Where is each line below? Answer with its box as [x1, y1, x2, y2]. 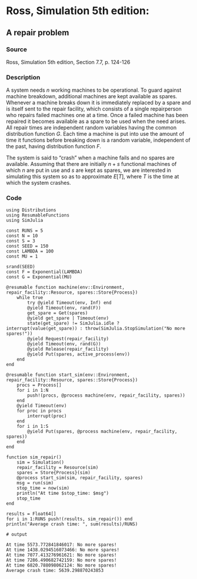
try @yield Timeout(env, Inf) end [27, 300, 112, 306]
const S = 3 [6, 238, 35, 244]
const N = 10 [6, 233, 38, 239]
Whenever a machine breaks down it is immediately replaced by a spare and [6, 99, 191, 107]
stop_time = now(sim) [16, 485, 69, 491]
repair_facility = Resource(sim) [16, 465, 99, 471]
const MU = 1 [6, 254, 38, 259]
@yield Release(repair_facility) [27, 346, 109, 352]
